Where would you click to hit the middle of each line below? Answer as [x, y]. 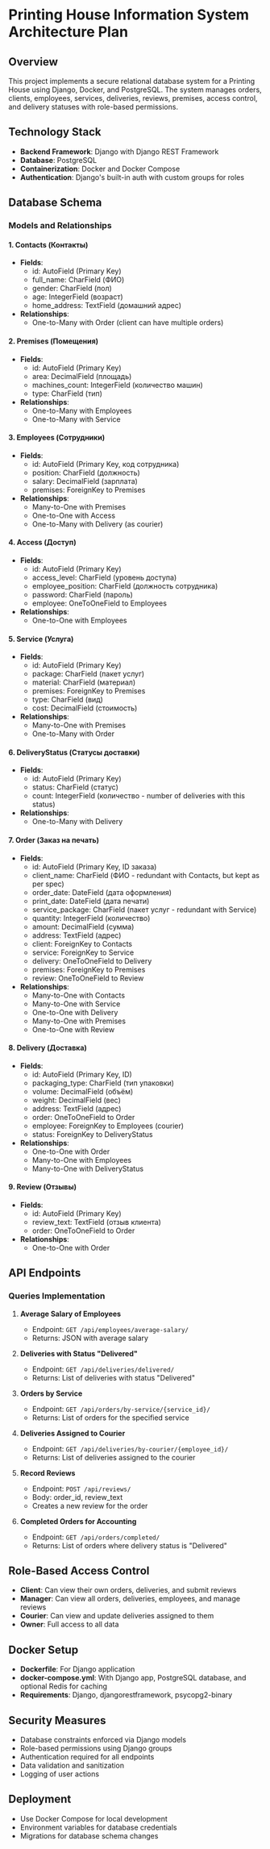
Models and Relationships [60, 226]
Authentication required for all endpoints [87, 1757]
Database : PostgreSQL [58, 160]
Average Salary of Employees [71, 1314]
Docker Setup [44, 1649]
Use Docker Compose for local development [93, 1818]
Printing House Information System [129, 15]
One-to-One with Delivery [75, 1012]
